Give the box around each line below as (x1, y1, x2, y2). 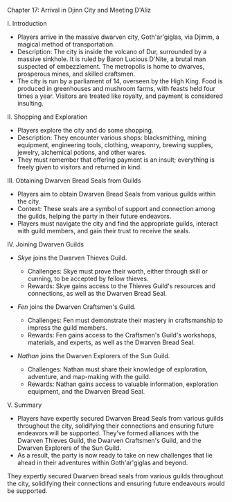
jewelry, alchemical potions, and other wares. (17, 149, 147, 156)
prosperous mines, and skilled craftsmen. (17, 69, 136, 78)
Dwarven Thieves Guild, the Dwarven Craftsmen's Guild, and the (17, 437, 202, 444)
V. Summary (7, 401, 42, 409)
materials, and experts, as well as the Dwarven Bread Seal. (27, 338, 195, 346)
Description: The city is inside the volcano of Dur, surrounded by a (17, 48, 207, 56)
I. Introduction (7, 19, 47, 27)
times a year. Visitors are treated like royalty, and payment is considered (17, 92, 224, 100)
